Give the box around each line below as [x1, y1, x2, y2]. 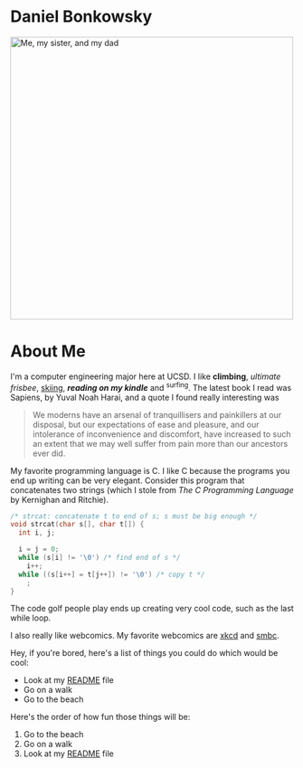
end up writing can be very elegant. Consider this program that [10, 475, 245, 486]
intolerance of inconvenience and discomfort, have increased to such [32, 428, 292, 440]
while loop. [10, 612, 52, 623]
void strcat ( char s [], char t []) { [10, 520, 145, 529]
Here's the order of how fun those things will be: [10, 712, 191, 723]
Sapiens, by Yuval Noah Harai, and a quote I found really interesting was [10, 392, 279, 403]
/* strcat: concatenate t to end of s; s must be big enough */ [10, 511, 258, 521]
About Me [10, 341, 86, 362]
